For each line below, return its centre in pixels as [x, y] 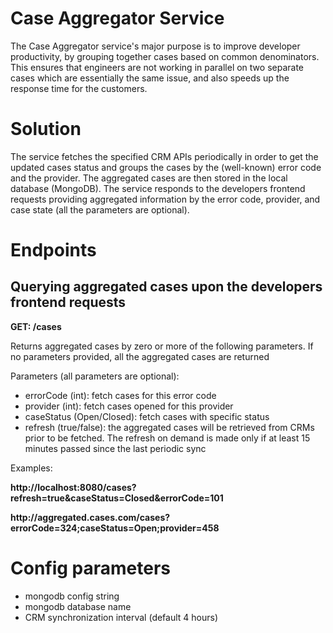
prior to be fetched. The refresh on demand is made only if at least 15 [167, 438]
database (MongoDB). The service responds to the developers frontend [158, 188]
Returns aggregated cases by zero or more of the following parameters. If [162, 346]
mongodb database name [78, 606]
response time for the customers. [79, 88]
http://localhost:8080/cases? [73, 487]
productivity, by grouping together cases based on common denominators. [165, 56]
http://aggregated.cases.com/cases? [90, 517]
